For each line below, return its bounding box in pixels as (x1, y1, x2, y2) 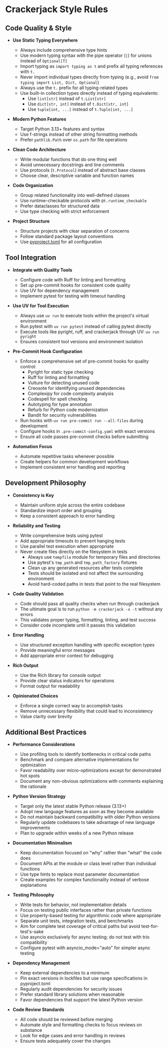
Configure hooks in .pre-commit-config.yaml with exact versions (20, 428, 155, 434)
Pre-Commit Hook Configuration (12, 348, 82, 354)
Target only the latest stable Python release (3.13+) (20, 803, 127, 809)
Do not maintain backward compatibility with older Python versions (20, 814, 160, 820)
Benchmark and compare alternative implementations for (20, 756, 139, 763)
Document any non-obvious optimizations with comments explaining (20, 778, 163, 784)
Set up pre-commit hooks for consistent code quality (20, 282, 131, 288)
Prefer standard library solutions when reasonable (20, 991, 125, 997)
